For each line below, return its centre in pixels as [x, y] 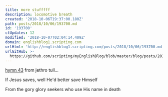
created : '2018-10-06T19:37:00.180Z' [44, 19]
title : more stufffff [28, 10]
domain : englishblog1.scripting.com [43, 42]
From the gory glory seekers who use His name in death [63, 90]
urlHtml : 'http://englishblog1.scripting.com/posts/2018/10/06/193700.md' [85, 47]
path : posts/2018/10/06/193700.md [41, 24]
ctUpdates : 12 [20, 33]
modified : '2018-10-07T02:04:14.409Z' [45, 38]
